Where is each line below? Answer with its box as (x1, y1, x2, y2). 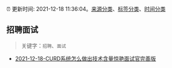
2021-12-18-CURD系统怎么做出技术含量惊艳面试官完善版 (15, 55, 156, 62)
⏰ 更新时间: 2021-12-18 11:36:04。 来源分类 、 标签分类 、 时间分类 (6, 5, 166, 12)
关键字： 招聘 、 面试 (21, 42, 67, 49)
